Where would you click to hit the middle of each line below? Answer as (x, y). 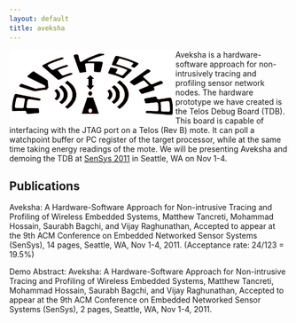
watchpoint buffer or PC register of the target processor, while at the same (145, 139)
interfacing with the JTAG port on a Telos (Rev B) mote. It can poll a (132, 130)
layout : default (39, 19)
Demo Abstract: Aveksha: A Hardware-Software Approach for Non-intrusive (148, 272)
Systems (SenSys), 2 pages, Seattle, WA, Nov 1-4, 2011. (111, 310)
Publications (45, 186)
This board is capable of (220, 121)
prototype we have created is (229, 101)
